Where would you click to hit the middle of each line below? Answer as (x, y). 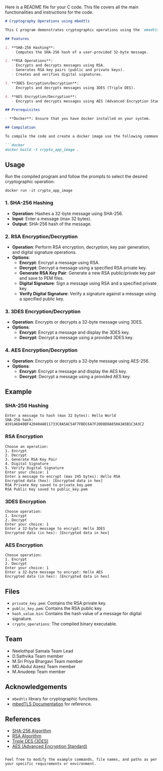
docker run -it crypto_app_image (39, 191)
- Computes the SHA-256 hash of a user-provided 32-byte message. (80, 52)
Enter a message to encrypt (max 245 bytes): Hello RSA (63, 476)
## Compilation (20, 128)
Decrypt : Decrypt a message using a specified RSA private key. (83, 268)
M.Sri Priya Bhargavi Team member (48, 661)
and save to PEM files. (41, 278)
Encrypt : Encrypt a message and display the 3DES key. (74, 332)
